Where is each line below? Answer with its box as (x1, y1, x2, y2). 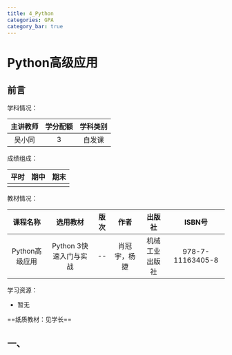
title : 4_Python (7, 10, 54, 17)
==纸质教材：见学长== (7, 315, 72, 324)
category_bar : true (7, 23, 64, 30)
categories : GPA (7, 17, 54, 23)
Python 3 (51, 241, 81, 251)
